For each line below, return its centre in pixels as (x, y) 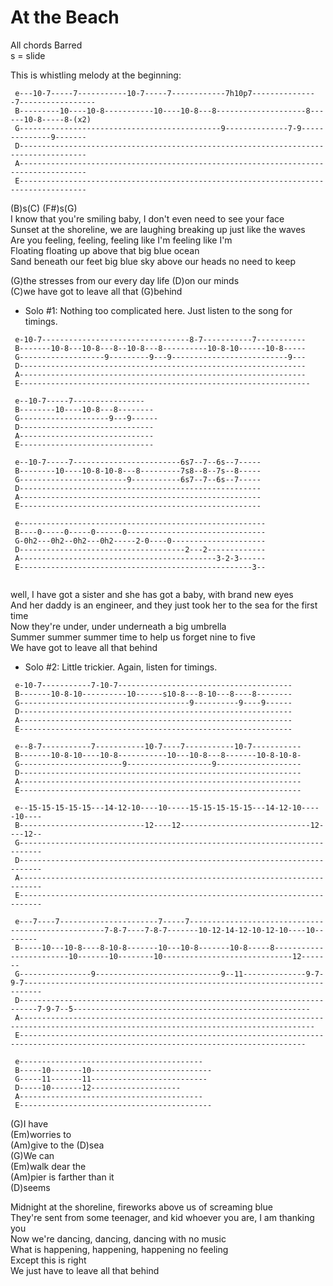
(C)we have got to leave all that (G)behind (96, 291)
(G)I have (29, 1123)
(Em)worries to (41, 1134)
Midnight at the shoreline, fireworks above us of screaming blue (141, 1207)
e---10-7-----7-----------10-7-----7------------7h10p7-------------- (164, 93)
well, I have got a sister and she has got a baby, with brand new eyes (152, 594)
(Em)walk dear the (48, 1166)
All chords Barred (46, 45)
